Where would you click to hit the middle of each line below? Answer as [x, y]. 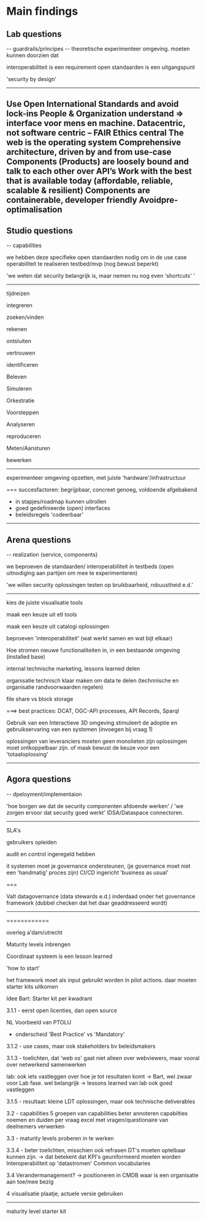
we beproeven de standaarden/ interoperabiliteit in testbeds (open [90, 567]
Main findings [42, 11]
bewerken [19, 460]
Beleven [17, 377]
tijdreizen [18, 294]
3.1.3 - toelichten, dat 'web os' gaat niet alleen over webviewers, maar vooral [103, 1058]
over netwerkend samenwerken [47, 1064]
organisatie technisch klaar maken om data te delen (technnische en [93, 681]
